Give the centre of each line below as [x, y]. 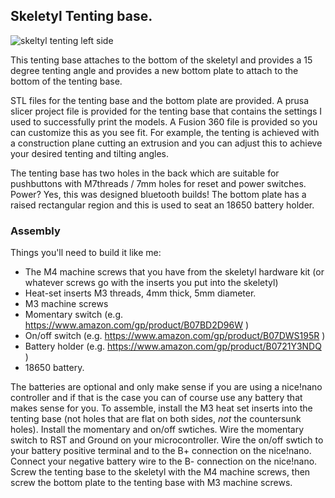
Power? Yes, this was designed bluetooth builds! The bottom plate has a [158, 194]
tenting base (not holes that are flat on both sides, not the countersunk [156, 419]
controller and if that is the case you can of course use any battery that [156, 398]
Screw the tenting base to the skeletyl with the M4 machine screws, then [160, 472]
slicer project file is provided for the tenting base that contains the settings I [166, 111]
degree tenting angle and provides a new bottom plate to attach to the [154, 70]
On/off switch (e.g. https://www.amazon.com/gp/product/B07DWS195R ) [175, 336]
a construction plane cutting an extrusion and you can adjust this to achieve [166, 143]
